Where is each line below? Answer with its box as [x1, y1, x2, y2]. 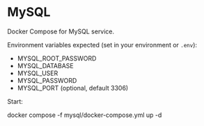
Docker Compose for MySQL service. [7, 27, 115, 36]
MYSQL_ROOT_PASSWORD [17, 54, 97, 63]
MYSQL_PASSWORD [17, 76, 77, 84]
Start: [7, 97, 23, 105]
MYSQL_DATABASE [17, 61, 74, 70]
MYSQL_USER [17, 69, 58, 77]
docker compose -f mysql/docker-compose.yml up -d [7, 111, 162, 119]
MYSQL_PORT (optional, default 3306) [17, 84, 129, 92]
